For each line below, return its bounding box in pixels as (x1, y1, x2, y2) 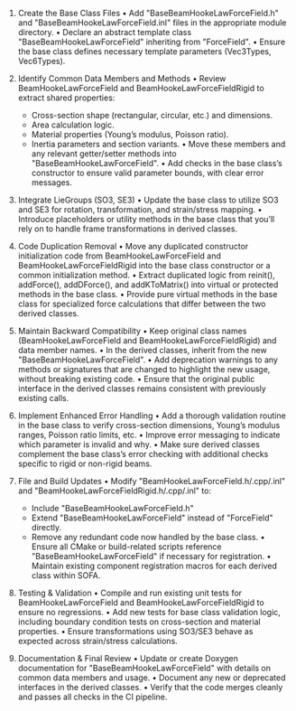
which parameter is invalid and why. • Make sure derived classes (17, 439, 260, 450)
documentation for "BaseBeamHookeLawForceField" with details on (17, 663, 272, 673)
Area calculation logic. (31, 119, 115, 130)
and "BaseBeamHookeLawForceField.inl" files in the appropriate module (17, 17, 287, 28)
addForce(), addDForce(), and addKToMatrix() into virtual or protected (17, 279, 279, 290)
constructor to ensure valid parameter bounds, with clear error (31, 167, 264, 178)
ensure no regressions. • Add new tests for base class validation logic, (17, 607, 282, 617)
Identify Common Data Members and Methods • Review (17, 73, 227, 84)
